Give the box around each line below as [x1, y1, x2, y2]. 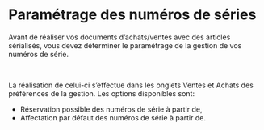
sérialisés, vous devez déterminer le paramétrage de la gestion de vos [8, 40, 242, 50]
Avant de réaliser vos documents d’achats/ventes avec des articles [8, 32, 231, 42]
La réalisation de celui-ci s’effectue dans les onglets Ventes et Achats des [8, 80, 254, 90]
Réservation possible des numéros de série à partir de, [19, 104, 203, 114]
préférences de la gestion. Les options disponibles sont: [8, 88, 195, 98]
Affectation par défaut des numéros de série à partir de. [19, 112, 206, 122]
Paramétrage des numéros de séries [8, 6, 257, 24]
